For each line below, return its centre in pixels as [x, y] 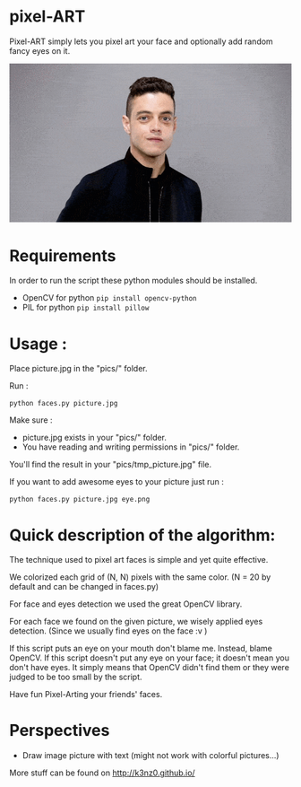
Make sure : [31, 420]
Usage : [38, 344]
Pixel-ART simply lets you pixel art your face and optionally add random [141, 41]
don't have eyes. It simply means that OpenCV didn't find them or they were [149, 668]
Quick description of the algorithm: [142, 535]
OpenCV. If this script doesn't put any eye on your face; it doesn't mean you [149, 658]
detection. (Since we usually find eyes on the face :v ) [108, 631]
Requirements [63, 255]
